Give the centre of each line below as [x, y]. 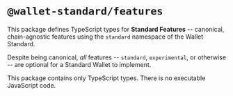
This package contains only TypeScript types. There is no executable [106, 78]
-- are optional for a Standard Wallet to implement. [79, 64]
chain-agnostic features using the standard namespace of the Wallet [105, 37]
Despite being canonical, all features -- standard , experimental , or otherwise [117, 57]
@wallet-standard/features [85, 11]
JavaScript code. [32, 85]
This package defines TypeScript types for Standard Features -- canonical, [116, 29]
